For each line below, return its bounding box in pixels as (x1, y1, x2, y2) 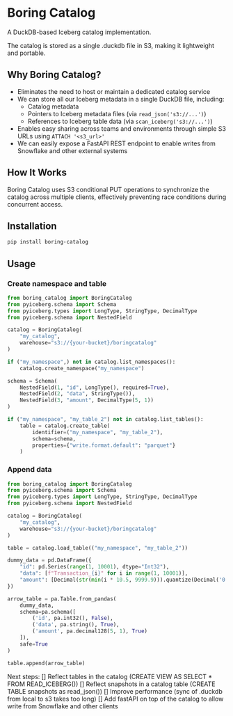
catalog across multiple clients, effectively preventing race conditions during (7, 193, 227, 201)
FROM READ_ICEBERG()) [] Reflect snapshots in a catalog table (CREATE (7, 680, 216, 688)
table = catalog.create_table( (19, 422, 111, 429)
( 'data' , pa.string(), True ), (32, 621, 120, 628)
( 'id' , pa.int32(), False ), (32, 614, 113, 622)
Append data (7, 465, 52, 475)
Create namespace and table (7, 278, 106, 288)
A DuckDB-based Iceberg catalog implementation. (7, 28, 152, 36)
